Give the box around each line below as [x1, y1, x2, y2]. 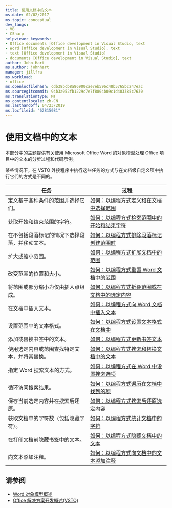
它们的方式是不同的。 [9, 173, 55, 179]
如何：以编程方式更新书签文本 [90, 335, 162, 342]
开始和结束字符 [90, 222, 126, 229]
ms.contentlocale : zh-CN [5, 98, 58, 103]
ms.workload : [5, 75, 33, 80]
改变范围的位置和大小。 [8, 270, 65, 277]
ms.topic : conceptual [5, 17, 52, 22]
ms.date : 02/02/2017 [5, 12, 50, 17]
